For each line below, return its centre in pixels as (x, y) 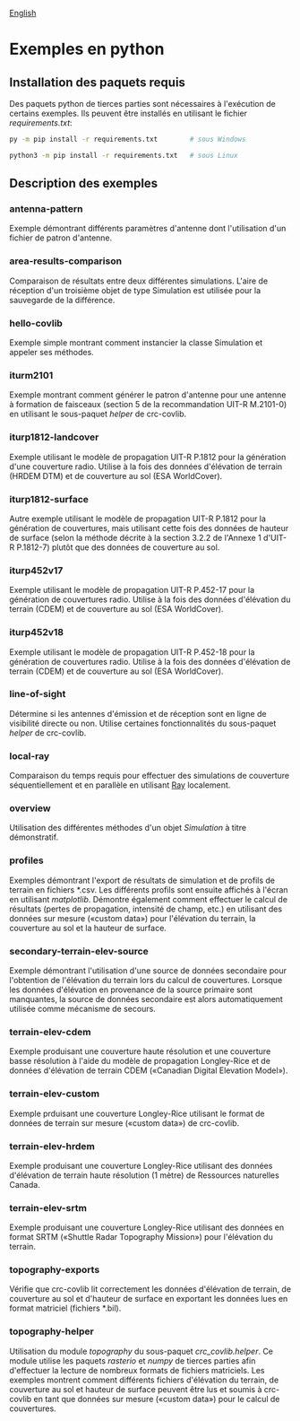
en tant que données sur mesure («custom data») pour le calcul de (157, 1399)
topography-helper (51, 1331)
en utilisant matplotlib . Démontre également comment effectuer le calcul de (149, 899)
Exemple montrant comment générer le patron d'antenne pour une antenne (148, 395)
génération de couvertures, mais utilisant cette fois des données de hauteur (149, 527)
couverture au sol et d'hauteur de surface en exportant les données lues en (149, 1299)
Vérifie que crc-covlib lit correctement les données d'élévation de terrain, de (150, 1289)
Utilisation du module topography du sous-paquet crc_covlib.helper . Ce (141, 1351)
